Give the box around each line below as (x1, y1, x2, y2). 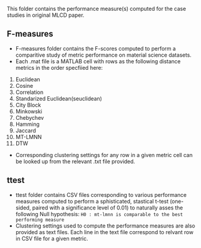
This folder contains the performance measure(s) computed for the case (7, 5, 187, 12)
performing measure (15, 217, 65, 223)
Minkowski (15, 108, 43, 115)
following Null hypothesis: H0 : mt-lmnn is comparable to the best (15, 210, 184, 217)
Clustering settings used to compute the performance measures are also (15, 222, 196, 229)
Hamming (15, 120, 40, 128)
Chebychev (15, 114, 44, 121)
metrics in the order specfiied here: (15, 64, 103, 71)
